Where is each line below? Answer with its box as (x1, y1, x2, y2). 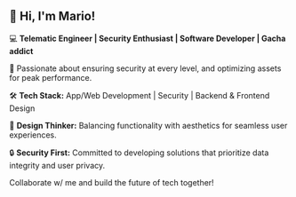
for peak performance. (9, 72, 92, 83)
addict (9, 45, 34, 56)
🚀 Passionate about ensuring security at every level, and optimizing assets (9, 63, 282, 74)
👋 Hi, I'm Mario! (9, 9, 96, 24)
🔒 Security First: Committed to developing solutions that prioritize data (9, 147, 269, 158)
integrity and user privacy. (9, 160, 106, 170)
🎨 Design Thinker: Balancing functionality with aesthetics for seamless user (9, 120, 288, 130)
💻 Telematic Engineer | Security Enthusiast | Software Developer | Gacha (9, 33, 286, 43)
